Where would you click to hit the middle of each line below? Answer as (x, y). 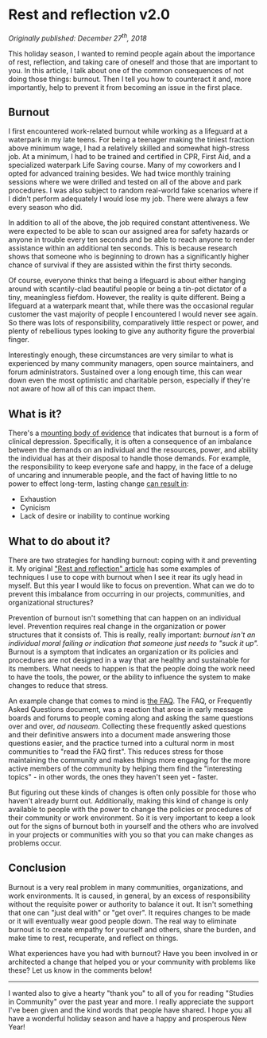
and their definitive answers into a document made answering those (120, 735)
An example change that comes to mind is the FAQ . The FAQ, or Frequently (130, 701)
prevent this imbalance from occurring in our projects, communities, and (126, 594)
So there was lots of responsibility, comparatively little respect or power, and (133, 323)
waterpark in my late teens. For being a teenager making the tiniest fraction (132, 140)
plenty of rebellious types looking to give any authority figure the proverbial (132, 331)
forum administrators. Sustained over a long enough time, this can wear (125, 372)
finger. (19, 340)
